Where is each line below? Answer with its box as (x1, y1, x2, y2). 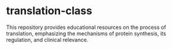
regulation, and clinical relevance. (6, 36, 88, 43)
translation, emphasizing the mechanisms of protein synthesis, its (6, 30, 166, 37)
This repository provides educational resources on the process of (6, 24, 166, 31)
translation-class (6, 4, 93, 18)
